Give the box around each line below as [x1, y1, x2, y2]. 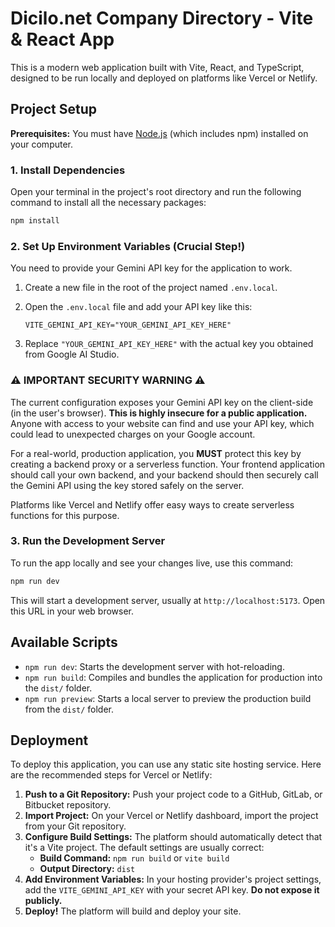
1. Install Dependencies [10, 163, 126, 177]
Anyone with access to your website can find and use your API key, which [10, 417, 315, 429]
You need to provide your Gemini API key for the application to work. [10, 262, 293, 274]
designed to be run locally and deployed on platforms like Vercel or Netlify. [10, 72, 318, 84]
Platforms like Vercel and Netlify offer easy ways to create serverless [10, 498, 295, 511]
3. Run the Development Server [10, 534, 166, 548]
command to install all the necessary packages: [10, 197, 207, 209]
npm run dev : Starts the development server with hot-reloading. [24, 660, 285, 672]
